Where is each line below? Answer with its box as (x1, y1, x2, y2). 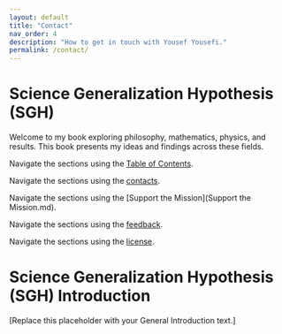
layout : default (9, 12, 69, 22)
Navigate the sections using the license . (9, 236, 155, 247)
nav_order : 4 (9, 29, 57, 38)
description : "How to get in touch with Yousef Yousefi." (9, 37, 227, 47)
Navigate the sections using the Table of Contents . (9, 158, 194, 169)
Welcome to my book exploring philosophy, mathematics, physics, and (9, 132, 267, 142)
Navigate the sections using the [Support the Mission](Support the (9, 193, 252, 203)
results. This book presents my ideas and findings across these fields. (9, 141, 264, 152)
